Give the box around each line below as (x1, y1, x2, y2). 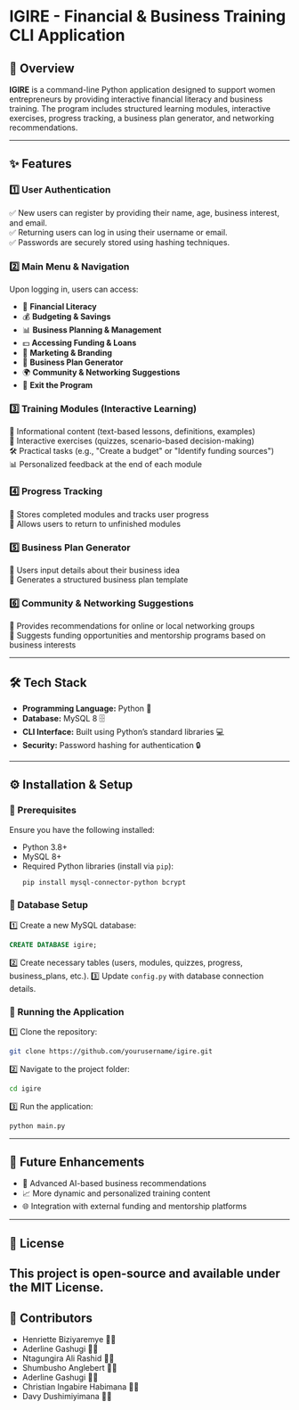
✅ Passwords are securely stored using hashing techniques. (9, 236, 230, 247)
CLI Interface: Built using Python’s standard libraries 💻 (21, 726, 225, 737)
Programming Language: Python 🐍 (21, 703, 152, 713)
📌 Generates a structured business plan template (9, 573, 189, 585)
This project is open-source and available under (9, 1266, 280, 1282)
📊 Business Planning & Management (21, 324, 162, 335)
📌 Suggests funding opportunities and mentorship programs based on (9, 631, 266, 641)
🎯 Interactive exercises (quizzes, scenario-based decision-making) (9, 435, 255, 447)
